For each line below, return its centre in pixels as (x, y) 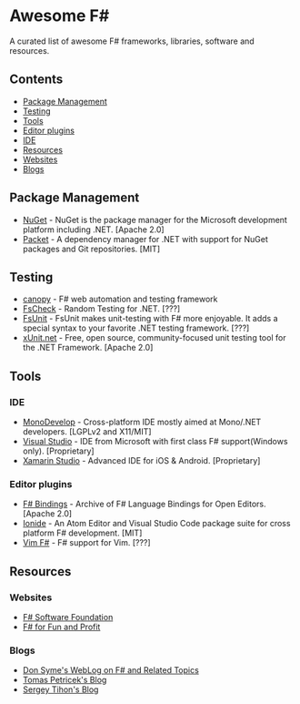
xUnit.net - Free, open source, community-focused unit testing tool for (154, 338)
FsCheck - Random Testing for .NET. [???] (101, 309)
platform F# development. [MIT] (82, 533)
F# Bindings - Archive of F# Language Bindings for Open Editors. (144, 504)
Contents (36, 80)
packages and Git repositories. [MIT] (91, 249)
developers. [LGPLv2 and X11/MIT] (87, 432)
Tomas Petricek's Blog (65, 680)
